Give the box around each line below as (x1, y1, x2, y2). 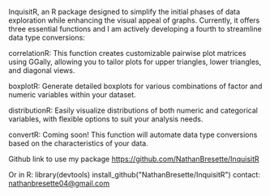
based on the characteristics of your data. (8, 138, 148, 148)
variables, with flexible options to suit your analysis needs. (8, 114, 204, 124)
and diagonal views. (8, 66, 75, 75)
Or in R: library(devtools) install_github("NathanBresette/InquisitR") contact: (8, 170, 261, 179)
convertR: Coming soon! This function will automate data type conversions (8, 130, 258, 139)
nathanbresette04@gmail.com (8, 178, 110, 188)
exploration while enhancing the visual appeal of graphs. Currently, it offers (8, 15, 260, 25)
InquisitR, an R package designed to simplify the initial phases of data (8, 7, 241, 16)
